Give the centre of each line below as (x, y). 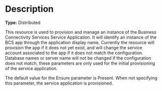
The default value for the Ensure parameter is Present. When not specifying (81, 78)
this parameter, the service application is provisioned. (59, 83)
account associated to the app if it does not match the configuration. (74, 53)
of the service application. (31, 68)
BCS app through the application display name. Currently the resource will (80, 42)
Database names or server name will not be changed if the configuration (78, 58)
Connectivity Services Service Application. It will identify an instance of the (81, 37)
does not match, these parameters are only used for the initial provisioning (80, 63)
